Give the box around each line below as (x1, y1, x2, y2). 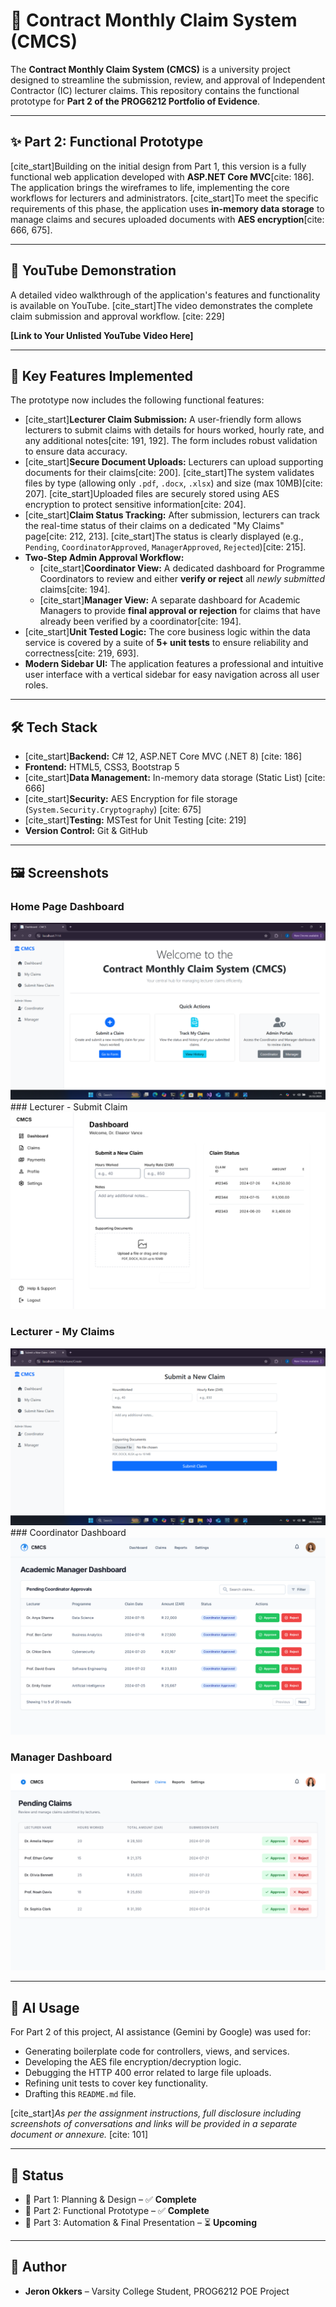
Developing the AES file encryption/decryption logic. (24, 2056, 242, 2068)
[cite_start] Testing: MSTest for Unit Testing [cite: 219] (24, 814, 247, 826)
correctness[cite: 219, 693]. (24, 647, 140, 659)
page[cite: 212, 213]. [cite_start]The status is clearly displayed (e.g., (24, 530, 304, 543)
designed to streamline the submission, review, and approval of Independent (10, 74, 326, 86)
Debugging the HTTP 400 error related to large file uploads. (24, 2067, 272, 2079)
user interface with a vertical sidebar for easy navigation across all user (24, 669, 320, 681)
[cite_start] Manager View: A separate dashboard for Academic (39, 594, 301, 606)
